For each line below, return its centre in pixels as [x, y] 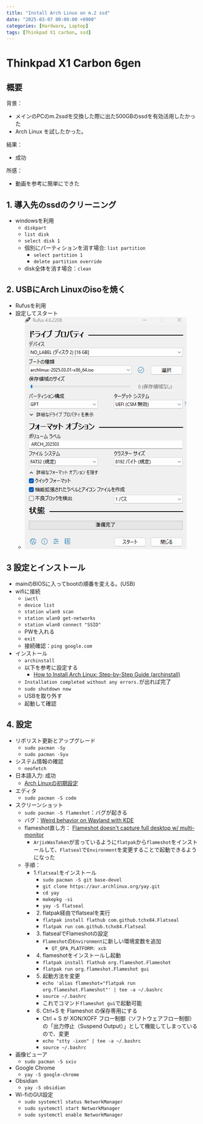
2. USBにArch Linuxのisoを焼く [66, 290]
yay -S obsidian [45, 1088]
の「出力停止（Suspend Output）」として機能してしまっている [120, 1026]
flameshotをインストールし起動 [82, 955]
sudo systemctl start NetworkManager [72, 1108]
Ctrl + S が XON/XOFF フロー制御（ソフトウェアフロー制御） [119, 1018]
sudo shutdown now [48, 689]
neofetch [35, 768]
